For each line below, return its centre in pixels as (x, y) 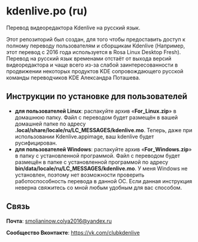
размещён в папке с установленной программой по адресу (92, 162)
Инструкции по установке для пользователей (97, 96)
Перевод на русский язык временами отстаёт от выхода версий (89, 58)
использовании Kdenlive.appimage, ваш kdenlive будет (84, 136)
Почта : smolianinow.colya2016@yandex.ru (59, 221)
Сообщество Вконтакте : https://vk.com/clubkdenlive (73, 232)
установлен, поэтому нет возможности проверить (80, 175)
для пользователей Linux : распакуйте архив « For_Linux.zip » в (95, 111)
